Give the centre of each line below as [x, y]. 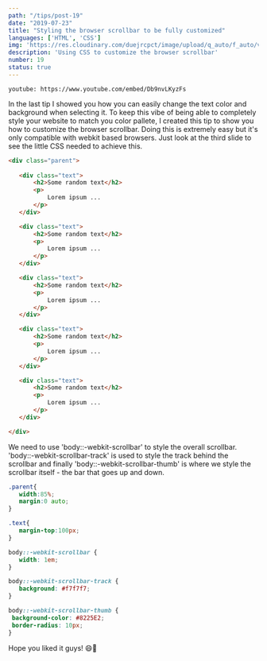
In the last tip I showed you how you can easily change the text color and [128, 103]
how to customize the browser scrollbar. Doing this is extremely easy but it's [133, 129]
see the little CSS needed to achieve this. [75, 146]
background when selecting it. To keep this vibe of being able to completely [132, 112]
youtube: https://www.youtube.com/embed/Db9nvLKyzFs [97, 89]
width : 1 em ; [39, 560]
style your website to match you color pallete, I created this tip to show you [131, 121]
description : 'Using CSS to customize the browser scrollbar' [113, 52]
